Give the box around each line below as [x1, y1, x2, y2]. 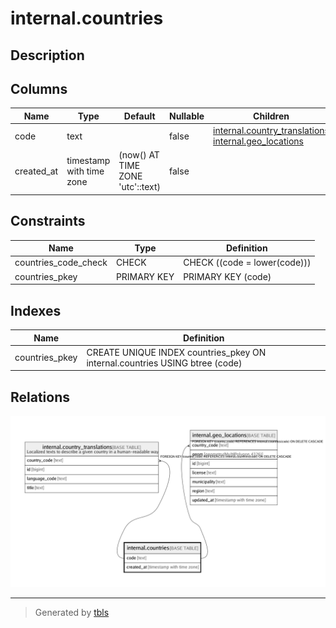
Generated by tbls [34, 606, 110, 618]
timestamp [66, 154, 111, 166]
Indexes [10, 302, 62, 319]
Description [10, 47, 85, 64]
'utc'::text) [118, 181, 162, 193]
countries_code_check [14, 257, 108, 269]
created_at [14, 165, 59, 177]
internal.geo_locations [213, 135, 304, 147]
